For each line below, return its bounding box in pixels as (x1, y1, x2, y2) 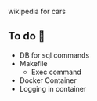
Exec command (31, 67, 82, 77)
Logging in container (19, 84, 87, 93)
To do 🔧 (8, 29, 45, 43)
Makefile (19, 58, 48, 68)
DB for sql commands (19, 50, 90, 60)
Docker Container (19, 75, 77, 85)
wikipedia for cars (8, 7, 66, 16)
